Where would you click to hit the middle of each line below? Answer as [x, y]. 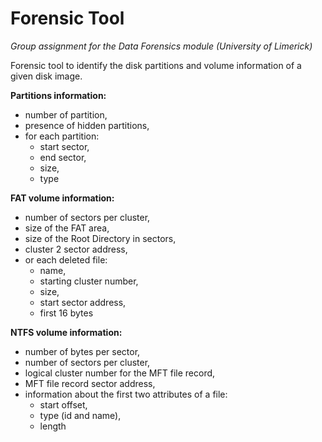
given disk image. [46, 76]
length [53, 426]
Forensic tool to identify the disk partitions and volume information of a [156, 65]
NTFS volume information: [66, 332]
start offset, [63, 404]
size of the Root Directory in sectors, [100, 238]
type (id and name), [80, 415]
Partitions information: [58, 95]
